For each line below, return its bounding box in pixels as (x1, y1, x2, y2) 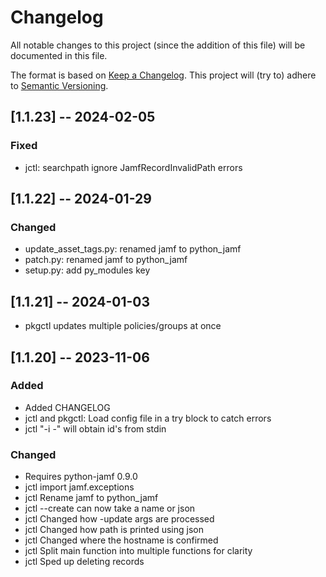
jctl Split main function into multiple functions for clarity (24, 545, 253, 557)
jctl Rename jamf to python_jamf (24, 492, 159, 504)
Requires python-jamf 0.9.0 (24, 471, 138, 483)
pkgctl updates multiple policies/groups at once (24, 320, 222, 332)
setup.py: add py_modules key (24, 264, 151, 276)
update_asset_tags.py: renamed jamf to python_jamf (24, 243, 242, 255)
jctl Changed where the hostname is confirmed (24, 534, 219, 546)
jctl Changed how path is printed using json (24, 524, 204, 536)
